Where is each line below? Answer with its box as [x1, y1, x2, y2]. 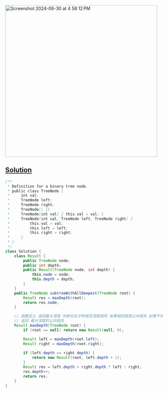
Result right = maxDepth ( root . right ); [23, 341, 104, 346]
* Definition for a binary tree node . [7, 183, 88, 189]
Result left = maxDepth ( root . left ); [23, 336, 99, 341]
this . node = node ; [31, 272, 70, 277]
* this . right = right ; [7, 230, 72, 235]
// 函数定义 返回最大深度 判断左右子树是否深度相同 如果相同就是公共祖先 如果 [14, 313, 156, 319]
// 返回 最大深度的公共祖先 [14, 318, 64, 323]
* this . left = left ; [7, 225, 68, 230]
